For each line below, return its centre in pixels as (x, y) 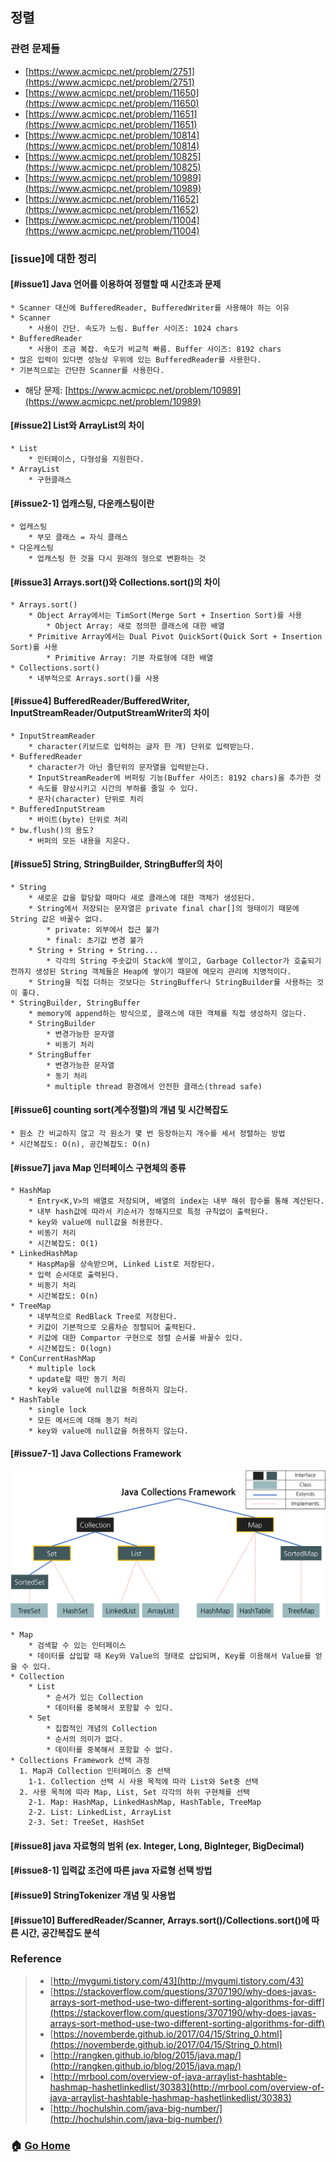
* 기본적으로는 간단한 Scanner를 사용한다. (87, 370)
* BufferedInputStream (57, 809)
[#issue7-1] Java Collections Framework (96, 1453)
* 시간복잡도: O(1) (63, 1244)
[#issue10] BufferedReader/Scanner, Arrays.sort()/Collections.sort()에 (160, 1920)
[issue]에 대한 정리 (53, 258)
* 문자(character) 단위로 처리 (86, 799)
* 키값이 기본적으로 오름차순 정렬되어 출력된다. (112, 1328)
